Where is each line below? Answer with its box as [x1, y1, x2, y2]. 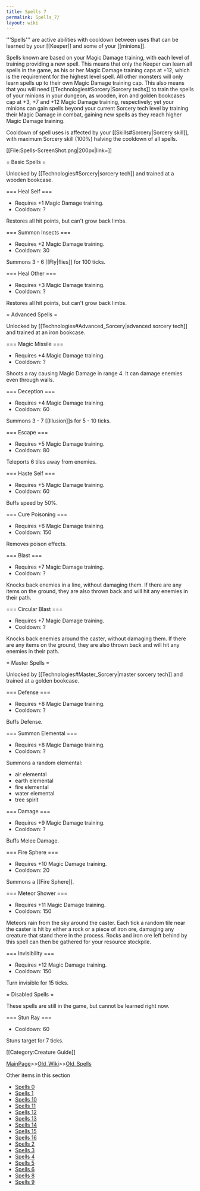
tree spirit [14, 796, 39, 803]
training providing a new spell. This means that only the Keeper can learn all [6, 60, 192, 67]
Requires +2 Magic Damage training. [14, 240, 105, 248]
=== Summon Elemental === [6, 730, 77, 737]
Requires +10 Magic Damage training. [14, 860, 107, 868]
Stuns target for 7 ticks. [6, 1037, 64, 1044]
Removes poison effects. [6, 541, 67, 548]
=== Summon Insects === [6, 229, 71, 236]
